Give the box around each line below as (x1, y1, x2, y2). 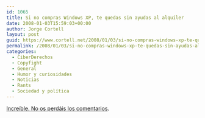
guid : (6, 37, 20, 43)
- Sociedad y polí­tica (12, 88, 70, 94)
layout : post (6, 32, 40, 38)
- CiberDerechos (12, 54, 53, 60)
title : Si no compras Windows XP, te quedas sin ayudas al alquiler (6, 15, 184, 21)
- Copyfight (12, 60, 43, 66)
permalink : (6, 43, 34, 49)
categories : (6, 49, 37, 55)
